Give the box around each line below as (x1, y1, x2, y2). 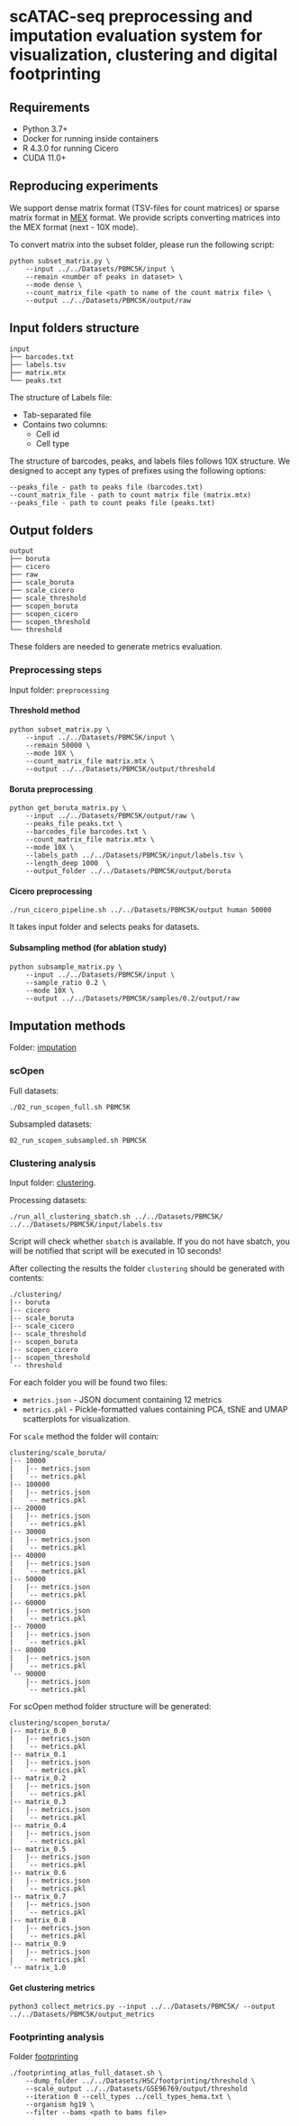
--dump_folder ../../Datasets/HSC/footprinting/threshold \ (25, 2076, 256, 2085)
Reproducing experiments (9, 179, 159, 194)
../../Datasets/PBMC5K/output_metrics (9, 2010, 155, 2020)
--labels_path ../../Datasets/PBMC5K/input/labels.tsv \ (25, 851, 244, 861)
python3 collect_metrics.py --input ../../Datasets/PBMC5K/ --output (9, 2002, 276, 2011)
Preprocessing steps (9, 664, 102, 676)
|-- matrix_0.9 (9, 1939, 67, 1948)
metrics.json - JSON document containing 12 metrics (22, 1394, 222, 1404)
